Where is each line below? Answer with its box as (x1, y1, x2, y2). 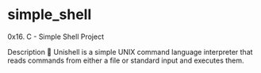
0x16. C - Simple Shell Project (7, 32, 105, 41)
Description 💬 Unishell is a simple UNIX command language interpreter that (7, 47, 253, 56)
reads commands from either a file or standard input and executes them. (7, 56, 244, 65)
